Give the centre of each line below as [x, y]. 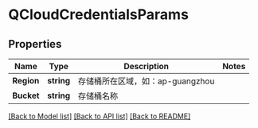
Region [26, 81]
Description [146, 66]
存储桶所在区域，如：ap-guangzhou [147, 81]
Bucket [26, 95]
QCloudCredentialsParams [99, 15]
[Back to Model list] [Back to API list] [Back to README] [100, 116]
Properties [35, 44]
